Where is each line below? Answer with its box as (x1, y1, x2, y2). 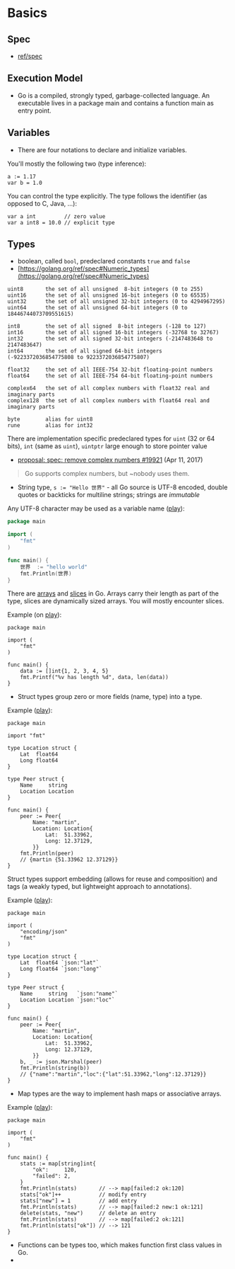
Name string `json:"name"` (20, 990, 119, 998)
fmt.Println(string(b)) (20, 1064, 90, 1072)
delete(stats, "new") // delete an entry (20, 1210, 157, 1217)
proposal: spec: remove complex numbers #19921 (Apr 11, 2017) (17, 455, 203, 465)
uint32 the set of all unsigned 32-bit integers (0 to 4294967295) (7, 298, 226, 305)
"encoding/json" (20, 928, 68, 935)
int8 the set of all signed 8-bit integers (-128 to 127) (7, 323, 207, 330)
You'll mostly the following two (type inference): (7, 159, 147, 168)
